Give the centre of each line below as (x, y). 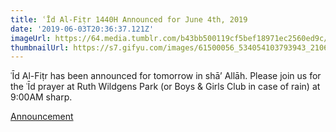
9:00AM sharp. (41, 97)
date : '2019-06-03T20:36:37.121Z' (82, 29)
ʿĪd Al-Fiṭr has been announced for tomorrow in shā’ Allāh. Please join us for (166, 76)
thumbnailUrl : (40, 47)
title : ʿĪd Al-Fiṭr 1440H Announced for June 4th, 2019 (129, 19)
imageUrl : (31, 38)
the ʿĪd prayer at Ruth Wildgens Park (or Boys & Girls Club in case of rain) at (165, 87)
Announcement (42, 117)
